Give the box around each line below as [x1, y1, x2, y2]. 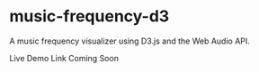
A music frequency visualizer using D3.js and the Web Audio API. [9, 36, 250, 46]
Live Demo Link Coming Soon [9, 52, 120, 63]
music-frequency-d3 [9, 6, 170, 27]
